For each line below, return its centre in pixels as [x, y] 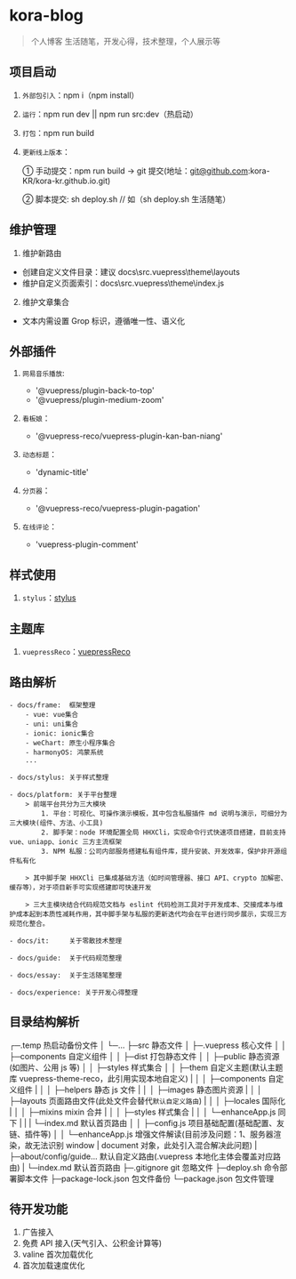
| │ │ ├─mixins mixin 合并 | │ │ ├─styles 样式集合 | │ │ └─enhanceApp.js [143, 1112]
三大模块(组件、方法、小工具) [56, 823]
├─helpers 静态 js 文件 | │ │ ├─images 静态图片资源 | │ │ [157, 1090]
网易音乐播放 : [43, 374]
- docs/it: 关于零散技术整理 [66, 941]
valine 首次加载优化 [57, 1254]
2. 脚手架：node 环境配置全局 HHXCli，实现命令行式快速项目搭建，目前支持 [164, 833]
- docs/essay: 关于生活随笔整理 [66, 975]
